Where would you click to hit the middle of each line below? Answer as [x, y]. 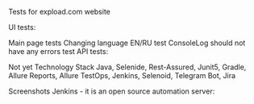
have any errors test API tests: [58, 51]
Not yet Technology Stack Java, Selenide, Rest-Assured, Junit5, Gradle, [127, 67]
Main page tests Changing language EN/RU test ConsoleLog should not [127, 43]
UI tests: [22, 27]
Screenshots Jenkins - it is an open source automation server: [112, 91]
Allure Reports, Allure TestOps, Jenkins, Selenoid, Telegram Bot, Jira [122, 75]
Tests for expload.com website [60, 12]
